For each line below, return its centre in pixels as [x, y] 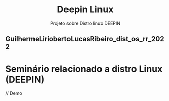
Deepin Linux [85, 9]
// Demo [14, 93]
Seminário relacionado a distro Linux [84, 69]
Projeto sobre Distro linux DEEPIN [85, 23]
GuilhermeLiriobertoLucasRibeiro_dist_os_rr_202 [85, 39]
